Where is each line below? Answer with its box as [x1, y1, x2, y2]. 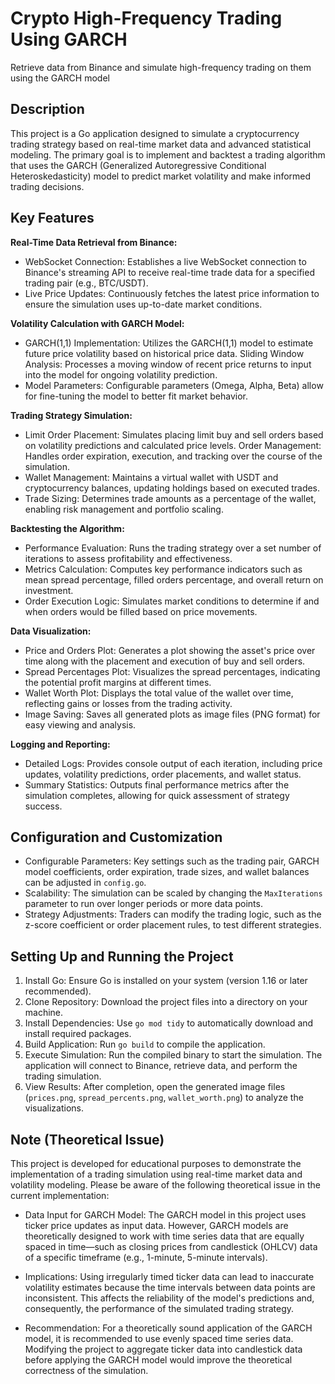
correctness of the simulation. [24, 1365, 149, 1376]
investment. [24, 584, 74, 596]
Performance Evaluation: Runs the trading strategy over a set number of [24, 542, 322, 554]
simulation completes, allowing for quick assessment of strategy [24, 789, 290, 801]
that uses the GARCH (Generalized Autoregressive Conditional [10, 159, 267, 171]
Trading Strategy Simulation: [10, 409, 133, 421]
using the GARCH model [10, 72, 110, 84]
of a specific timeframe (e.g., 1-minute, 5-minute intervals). [24, 1252, 268, 1263]
